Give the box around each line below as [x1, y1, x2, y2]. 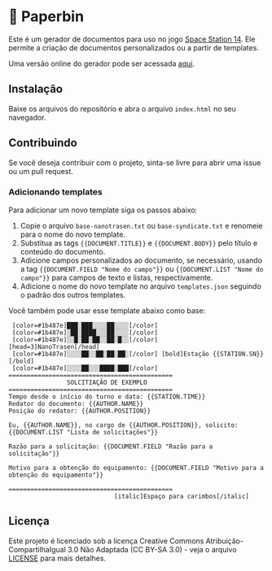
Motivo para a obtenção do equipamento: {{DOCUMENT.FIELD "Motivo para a [8, 464, 265, 472]
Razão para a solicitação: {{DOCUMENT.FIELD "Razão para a [8, 442, 213, 451]
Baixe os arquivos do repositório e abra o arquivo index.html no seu [8, 103, 236, 113]
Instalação [8, 82, 64, 96]
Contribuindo [8, 136, 77, 150]
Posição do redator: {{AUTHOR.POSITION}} [8, 407, 151, 415]
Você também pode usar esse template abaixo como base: [8, 305, 206, 316]
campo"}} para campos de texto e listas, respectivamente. [20, 272, 213, 282]
